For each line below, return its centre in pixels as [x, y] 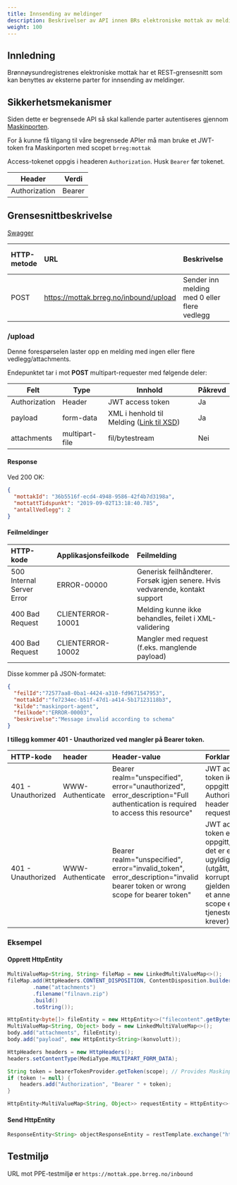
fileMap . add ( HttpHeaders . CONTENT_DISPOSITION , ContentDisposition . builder [120, 981]
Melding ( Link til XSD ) [144, 423]
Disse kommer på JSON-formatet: [57, 674]
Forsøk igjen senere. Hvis [178, 581]
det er [215, 851]
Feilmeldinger [28, 533]
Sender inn [201, 279]
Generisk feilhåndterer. [175, 571]
